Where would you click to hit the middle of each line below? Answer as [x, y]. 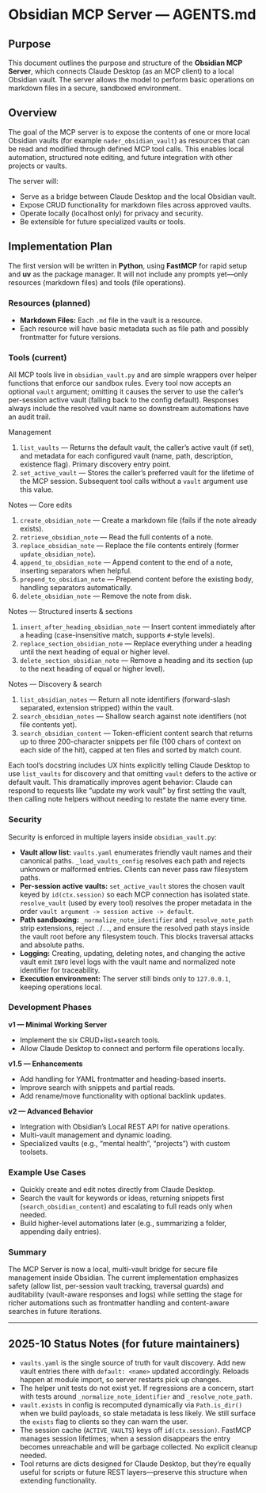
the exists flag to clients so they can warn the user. [104, 1422]
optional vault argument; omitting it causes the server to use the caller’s [126, 392]
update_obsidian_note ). [58, 554]
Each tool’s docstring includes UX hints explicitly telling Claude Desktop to [129, 765]
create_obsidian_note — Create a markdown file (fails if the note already [138, 520]
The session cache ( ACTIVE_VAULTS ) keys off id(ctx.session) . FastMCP [135, 1430]
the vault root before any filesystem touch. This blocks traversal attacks [137, 936]
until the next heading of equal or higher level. [95, 652]
